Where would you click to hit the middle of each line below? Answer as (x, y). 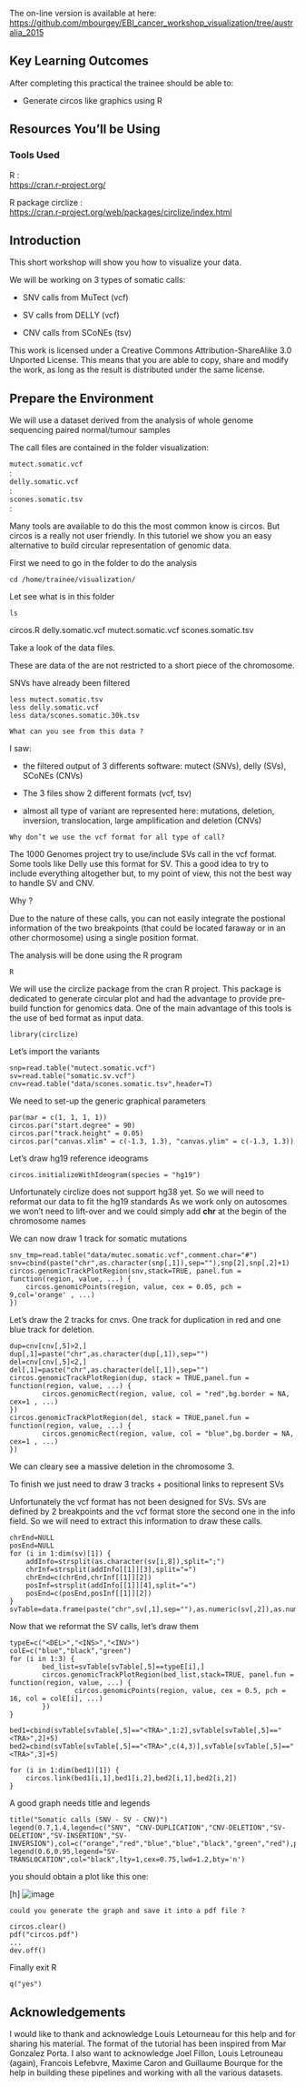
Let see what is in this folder (62, 597)
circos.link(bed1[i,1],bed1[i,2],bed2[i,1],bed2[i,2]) (132, 1779)
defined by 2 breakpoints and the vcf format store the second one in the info (152, 1512)
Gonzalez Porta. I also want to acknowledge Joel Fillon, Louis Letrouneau (147, 2053)
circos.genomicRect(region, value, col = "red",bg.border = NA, (166, 1394)
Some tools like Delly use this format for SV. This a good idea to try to (139, 864)
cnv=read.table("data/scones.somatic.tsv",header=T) (111, 1084)
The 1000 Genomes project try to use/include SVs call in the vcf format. (143, 854)
